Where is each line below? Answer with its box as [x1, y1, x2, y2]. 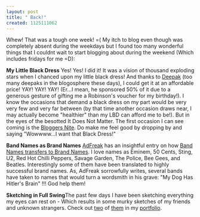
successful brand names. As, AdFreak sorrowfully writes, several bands [6, 167, 183, 175]
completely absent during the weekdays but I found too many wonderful [6, 42, 184, 50]
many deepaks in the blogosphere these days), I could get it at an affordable [6, 80, 194, 87]
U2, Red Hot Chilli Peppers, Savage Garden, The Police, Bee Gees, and [6, 155, 180, 162]
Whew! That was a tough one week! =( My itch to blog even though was [6, 36, 183, 44]
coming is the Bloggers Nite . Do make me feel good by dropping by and [6, 124, 182, 132]
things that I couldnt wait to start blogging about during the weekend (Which [6, 49, 194, 56]
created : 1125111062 [6, 20, 58, 26]
